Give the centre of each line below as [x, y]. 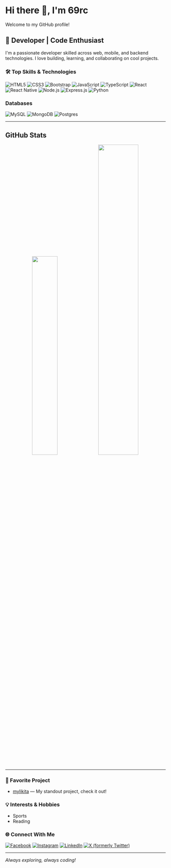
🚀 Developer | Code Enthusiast [55, 40]
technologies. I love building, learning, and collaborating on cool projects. [82, 58]
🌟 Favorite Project [28, 780]
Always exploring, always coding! [41, 860]
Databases [19, 103]
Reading [21, 821]
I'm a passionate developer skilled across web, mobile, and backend [77, 52]
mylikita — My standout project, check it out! [60, 792]
